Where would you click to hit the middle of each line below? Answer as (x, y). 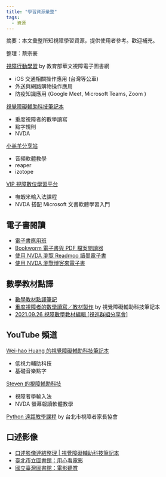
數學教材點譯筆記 (36, 299)
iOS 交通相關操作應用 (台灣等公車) (56, 79)
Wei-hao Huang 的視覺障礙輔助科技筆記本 (58, 351)
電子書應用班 (30, 241)
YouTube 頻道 (32, 335)
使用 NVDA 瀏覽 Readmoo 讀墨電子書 (60, 256)
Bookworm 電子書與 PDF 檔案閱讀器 (59, 248)
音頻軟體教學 (30, 159)
